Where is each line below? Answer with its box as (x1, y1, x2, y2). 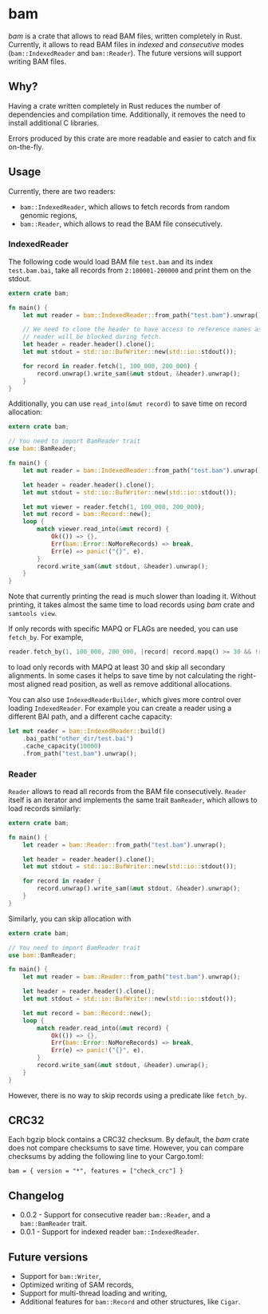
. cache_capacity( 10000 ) (22, 742, 102, 750)
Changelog (8, 1189, 65, 1202)
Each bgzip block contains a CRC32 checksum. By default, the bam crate (8, 1135, 250, 1145)
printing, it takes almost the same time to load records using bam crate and (8, 600, 255, 609)
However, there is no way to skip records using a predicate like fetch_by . (8, 1090, 247, 1100)
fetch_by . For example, (8, 633, 84, 642)
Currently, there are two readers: (8, 186, 116, 196)
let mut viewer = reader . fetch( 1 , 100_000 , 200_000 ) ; (22, 502, 205, 511)
